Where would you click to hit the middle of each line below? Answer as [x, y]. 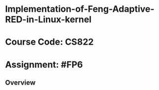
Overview [20, 82]
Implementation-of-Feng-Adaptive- [80, 9]
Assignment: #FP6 [44, 64]
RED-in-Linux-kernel [48, 19]
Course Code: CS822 [49, 42]
